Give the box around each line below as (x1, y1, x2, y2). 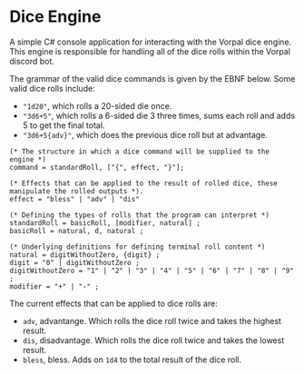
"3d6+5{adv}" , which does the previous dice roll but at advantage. (22, 129, 268, 140)
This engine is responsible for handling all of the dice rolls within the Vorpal (9, 45, 290, 56)
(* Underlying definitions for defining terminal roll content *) (9, 242, 266, 251)
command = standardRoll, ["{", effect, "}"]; (9, 162, 184, 172)
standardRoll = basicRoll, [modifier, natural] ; (9, 218, 201, 228)
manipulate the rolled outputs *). (9, 186, 144, 196)
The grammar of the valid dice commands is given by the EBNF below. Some (9, 73, 296, 84)
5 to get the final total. (22, 120, 105, 131)
